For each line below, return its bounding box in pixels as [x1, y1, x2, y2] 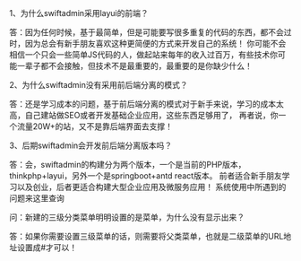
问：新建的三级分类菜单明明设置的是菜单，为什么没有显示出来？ [9, 212, 245, 222]
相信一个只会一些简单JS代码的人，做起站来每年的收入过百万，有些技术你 [9, 49, 278, 60]
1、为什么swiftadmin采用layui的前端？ [9, 8, 150, 18]
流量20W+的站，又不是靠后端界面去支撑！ [16, 121, 173, 132]
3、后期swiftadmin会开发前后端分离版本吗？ [9, 140, 173, 151]
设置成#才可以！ [16, 242, 78, 253]
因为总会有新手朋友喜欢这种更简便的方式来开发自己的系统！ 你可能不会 [24, 39, 287, 48]
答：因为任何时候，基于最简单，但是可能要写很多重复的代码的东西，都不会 [9, 27, 284, 38]
